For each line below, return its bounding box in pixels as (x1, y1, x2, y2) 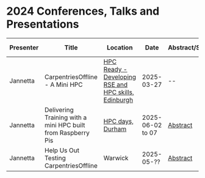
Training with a (45, 113, 87, 122)
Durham (103, 124, 127, 133)
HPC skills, (103, 87, 134, 96)
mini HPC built (45, 121, 85, 129)
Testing (45, 154, 66, 162)
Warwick (103, 154, 129, 162)
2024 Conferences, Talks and (6, 4, 160, 18)
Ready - (103, 65, 128, 73)
